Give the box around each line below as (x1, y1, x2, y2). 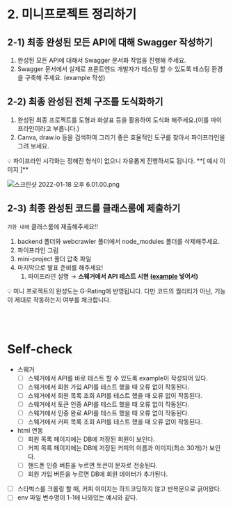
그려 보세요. (17, 141, 50, 150)
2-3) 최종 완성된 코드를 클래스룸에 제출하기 (7, 203, 181, 215)
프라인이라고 (17, 124, 52, 132)
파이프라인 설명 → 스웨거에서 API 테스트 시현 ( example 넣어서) (27, 272, 198, 280)
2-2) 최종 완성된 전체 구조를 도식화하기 (7, 95, 163, 108)
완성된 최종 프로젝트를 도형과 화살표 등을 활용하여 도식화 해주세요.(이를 (17, 116, 209, 124)
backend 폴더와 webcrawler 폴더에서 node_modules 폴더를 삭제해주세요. (17, 237, 220, 245)
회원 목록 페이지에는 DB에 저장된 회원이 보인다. (27, 435, 155, 443)
